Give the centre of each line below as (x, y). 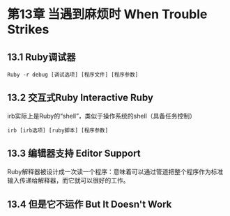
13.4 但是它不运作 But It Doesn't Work (90, 205)
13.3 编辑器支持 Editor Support (74, 154)
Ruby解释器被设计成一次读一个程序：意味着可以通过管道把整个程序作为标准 (115, 171)
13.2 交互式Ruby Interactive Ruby (80, 98)
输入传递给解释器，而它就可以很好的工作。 (68, 180)
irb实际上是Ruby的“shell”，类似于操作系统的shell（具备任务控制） (102, 116)
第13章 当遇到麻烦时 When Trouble (107, 14)
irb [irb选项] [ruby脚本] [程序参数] (58, 130)
